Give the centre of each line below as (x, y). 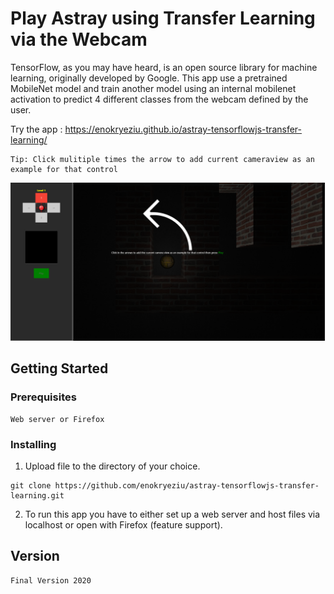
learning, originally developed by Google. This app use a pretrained (149, 78)
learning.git (37, 495)
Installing (33, 444)
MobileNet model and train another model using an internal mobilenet (153, 88)
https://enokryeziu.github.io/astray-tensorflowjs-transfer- (183, 129)
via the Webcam (79, 39)
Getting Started (59, 368)
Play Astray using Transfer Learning (163, 18)
